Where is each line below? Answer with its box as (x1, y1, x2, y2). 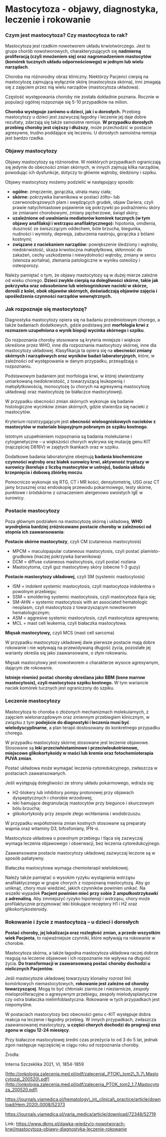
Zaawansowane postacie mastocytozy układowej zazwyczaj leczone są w (5, 850, 156, 856)
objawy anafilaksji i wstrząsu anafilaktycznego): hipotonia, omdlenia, (12, 220, 157, 226)
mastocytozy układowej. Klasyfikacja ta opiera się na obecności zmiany (5, 347, 152, 353)
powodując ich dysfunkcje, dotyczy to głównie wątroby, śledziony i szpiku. (5, 169, 157, 175)
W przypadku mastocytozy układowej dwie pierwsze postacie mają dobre (5, 639, 156, 646)
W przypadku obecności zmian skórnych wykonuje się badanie (5, 399, 134, 404)
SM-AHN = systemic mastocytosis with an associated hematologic (12, 599, 148, 605)
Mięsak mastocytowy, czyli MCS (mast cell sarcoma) (5, 630, 115, 636)
